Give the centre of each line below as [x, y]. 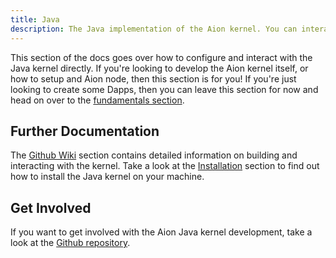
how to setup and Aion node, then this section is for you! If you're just [153, 78]
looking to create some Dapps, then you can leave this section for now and [164, 89]
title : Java [35, 19]
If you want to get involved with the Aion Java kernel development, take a [161, 232]
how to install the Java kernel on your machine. [107, 177]
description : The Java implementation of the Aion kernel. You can [154, 29]
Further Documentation [85, 131]
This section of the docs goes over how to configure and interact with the [161, 57]
